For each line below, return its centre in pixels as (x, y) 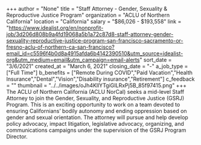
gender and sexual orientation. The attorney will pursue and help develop (97, 117)
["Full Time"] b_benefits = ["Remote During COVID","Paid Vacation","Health (100, 72)
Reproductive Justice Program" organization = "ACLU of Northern (88, 15)
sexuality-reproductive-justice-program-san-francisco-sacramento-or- (95, 41)
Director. (17, 137)
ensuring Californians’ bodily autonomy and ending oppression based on (97, 111)
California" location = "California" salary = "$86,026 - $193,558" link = (94, 21)
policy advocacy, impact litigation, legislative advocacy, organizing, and (95, 124)
